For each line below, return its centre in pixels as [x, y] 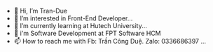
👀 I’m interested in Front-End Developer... [73, 18]
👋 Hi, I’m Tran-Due [41, 11]
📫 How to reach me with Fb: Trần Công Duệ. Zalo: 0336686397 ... [110, 41]
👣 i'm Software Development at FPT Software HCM [87, 33]
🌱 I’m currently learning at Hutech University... [80, 26]
